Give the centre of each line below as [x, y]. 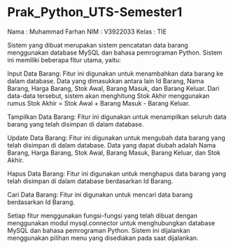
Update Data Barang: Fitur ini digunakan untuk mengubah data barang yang [116, 138]
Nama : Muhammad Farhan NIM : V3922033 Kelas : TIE [87, 31]
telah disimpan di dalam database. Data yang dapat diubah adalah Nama [112, 145]
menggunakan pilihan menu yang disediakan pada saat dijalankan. [103, 238]
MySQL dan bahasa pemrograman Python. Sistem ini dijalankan [99, 230]
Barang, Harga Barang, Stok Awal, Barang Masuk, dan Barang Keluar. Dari [113, 88]
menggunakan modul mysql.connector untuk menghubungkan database [111, 223]
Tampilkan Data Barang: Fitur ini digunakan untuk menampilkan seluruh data [117, 117]
